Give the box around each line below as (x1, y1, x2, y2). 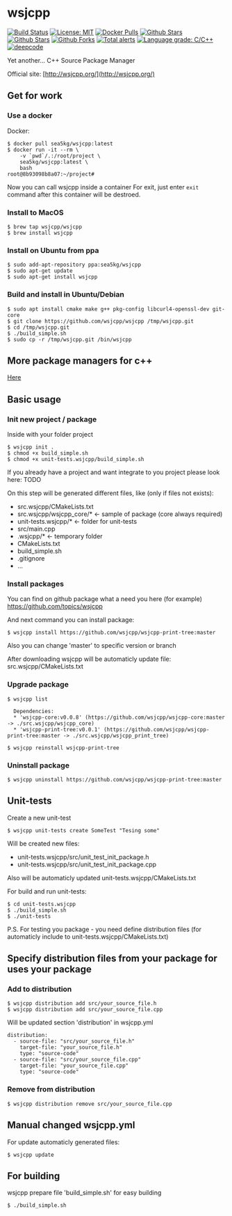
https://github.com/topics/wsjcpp (7, 602, 103, 611)
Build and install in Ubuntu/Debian (7, 290, 125, 299)
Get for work (7, 90, 63, 102)
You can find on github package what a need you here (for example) (7, 595, 203, 603)
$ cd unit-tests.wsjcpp (7, 901, 76, 907)
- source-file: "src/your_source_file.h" (13, 1038, 135, 1045)
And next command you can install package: (7, 616, 135, 624)
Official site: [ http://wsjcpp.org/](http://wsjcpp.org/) (7, 70, 155, 78)
